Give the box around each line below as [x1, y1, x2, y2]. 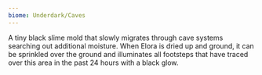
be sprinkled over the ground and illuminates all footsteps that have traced [8, 49, 249, 59]
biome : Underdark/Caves [8, 11, 86, 20]
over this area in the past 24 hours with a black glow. [8, 58, 179, 67]
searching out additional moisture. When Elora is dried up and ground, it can [8, 41, 255, 51]
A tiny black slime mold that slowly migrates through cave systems [8, 33, 224, 42]
